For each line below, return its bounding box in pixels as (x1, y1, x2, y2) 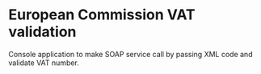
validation (8, 23, 77, 41)
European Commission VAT (8, 6, 196, 24)
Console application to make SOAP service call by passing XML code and (8, 49, 253, 59)
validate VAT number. (8, 58, 79, 68)
